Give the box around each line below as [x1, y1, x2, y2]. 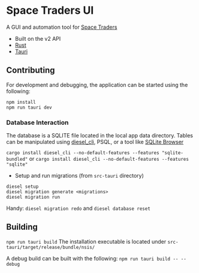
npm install [6, 99, 36, 105]
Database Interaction [6, 118, 69, 127]
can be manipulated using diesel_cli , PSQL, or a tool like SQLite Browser [6, 139, 184, 146]
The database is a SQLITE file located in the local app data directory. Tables [6, 132, 194, 139]
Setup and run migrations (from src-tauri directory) [14, 172, 144, 179]
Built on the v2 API [14, 35, 61, 42]
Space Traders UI [6, 4, 94, 17]
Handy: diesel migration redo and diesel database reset [6, 205, 151, 212]
